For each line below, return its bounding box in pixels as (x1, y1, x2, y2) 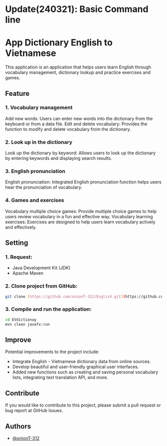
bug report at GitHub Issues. (5, 408, 63, 414)
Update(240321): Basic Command (5, 3, 149, 15)
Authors (5, 422, 31, 431)
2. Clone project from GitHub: (5, 283, 78, 290)
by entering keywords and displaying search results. (5, 155, 112, 161)
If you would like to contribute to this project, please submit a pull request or (5, 402, 161, 408)
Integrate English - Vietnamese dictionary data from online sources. (12, 359, 151, 365)
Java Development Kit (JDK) (12, 265, 71, 271)
